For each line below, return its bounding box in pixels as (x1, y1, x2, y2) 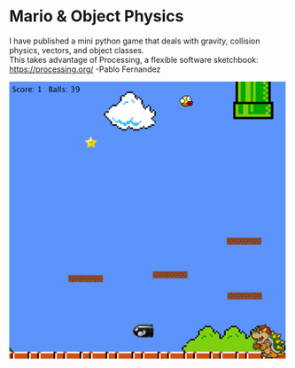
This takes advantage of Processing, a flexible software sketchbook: (9, 54, 259, 65)
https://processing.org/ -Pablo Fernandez (9, 64, 161, 74)
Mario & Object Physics (9, 6, 184, 27)
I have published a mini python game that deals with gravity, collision (9, 35, 260, 46)
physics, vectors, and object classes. (9, 44, 144, 55)
